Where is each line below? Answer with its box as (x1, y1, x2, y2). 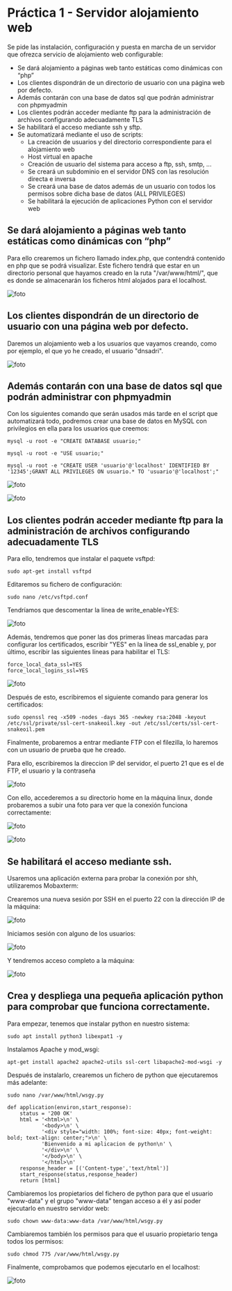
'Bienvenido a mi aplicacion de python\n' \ (41, 1141, 172, 1147)
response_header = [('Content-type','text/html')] (19, 1165, 169, 1172)
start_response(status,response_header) (19, 1170, 138, 1178)
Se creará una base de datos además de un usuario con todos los (27, 182, 216, 190)
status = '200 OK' (19, 1110, 73, 1117)
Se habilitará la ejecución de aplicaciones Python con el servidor (27, 196, 213, 205)
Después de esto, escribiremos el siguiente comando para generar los (7, 693, 208, 702)
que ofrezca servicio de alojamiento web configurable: (7, 50, 163, 59)
